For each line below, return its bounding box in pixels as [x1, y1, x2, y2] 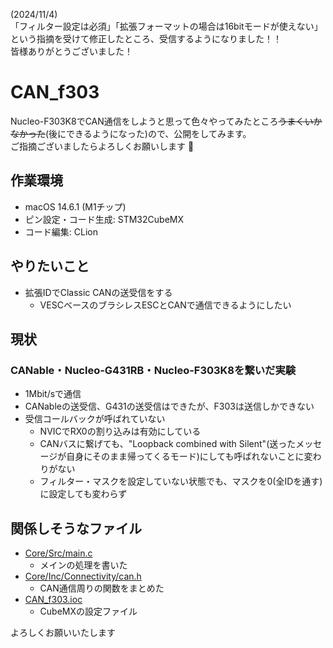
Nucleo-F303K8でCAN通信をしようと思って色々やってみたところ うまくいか [10, 115, 323, 127]
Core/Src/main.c [24, 547, 93, 559]
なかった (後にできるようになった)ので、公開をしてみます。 [10, 127, 252, 139]
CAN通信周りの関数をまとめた [39, 582, 165, 594]
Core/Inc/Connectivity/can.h [24, 570, 142, 583]
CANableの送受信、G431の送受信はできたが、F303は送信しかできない [24, 400, 315, 413]
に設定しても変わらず [39, 488, 128, 500]
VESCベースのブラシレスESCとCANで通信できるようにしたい [39, 299, 292, 311]
